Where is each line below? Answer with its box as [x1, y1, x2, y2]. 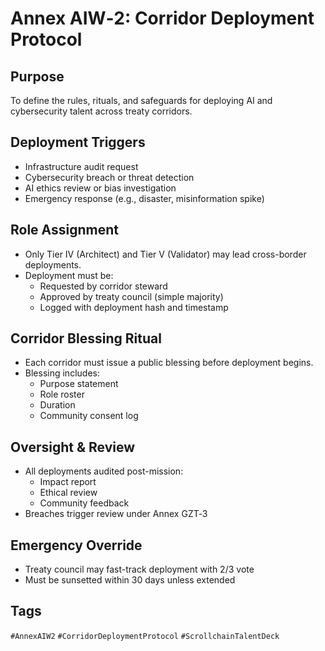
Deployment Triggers [10, 134, 146, 151]
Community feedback [39, 497, 130, 509]
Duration [39, 399, 76, 411]
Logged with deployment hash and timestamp [39, 301, 229, 313]
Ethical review [39, 487, 98, 499]
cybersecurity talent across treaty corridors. [10, 105, 193, 117]
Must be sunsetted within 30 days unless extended [24, 574, 236, 586]
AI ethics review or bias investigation [24, 182, 177, 194]
